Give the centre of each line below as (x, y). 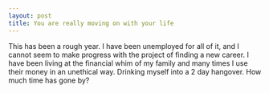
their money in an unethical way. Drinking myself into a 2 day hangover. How (135, 71)
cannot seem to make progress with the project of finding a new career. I (128, 55)
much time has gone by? (49, 80)
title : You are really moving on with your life (91, 23)
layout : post (30, 16)
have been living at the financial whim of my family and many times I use (128, 63)
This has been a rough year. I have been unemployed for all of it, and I (124, 46)
